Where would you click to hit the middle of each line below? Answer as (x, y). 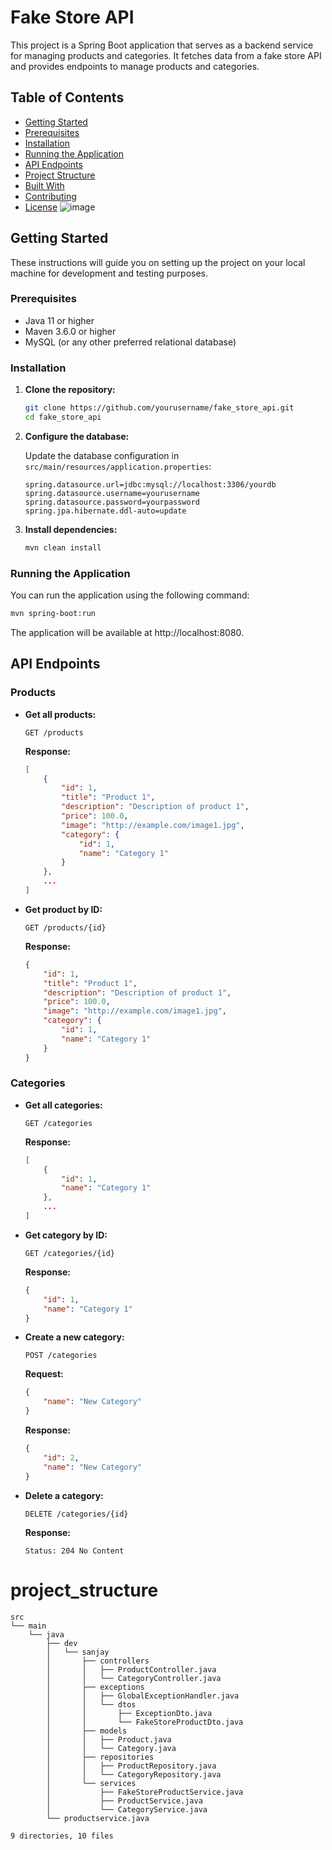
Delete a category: (64, 1495)
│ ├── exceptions (95, 1687)
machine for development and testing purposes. (109, 273)
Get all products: (60, 714)
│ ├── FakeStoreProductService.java (145, 1792)
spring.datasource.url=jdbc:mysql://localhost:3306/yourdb (150, 484)
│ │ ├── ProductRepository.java (131, 1766)
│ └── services (91, 1783)
